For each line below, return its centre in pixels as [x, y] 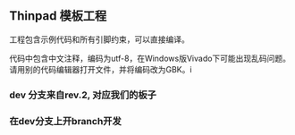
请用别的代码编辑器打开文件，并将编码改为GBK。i [101, 69]
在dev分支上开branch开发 [66, 121]
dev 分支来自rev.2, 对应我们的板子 [83, 95]
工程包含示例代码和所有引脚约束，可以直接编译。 [99, 39]
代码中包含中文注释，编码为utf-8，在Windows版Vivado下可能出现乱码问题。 [150, 58]
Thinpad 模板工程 [58, 16]
